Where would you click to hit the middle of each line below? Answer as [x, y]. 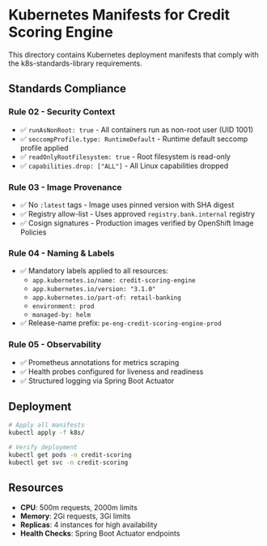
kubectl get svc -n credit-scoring [68, 462]
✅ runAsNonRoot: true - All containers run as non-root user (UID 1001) [136, 129]
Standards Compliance [68, 89]
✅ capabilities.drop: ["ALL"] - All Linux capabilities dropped [124, 166]
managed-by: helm [61, 315]
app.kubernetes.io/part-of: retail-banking [107, 298]
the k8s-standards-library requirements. [76, 63]
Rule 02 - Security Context [62, 112]
